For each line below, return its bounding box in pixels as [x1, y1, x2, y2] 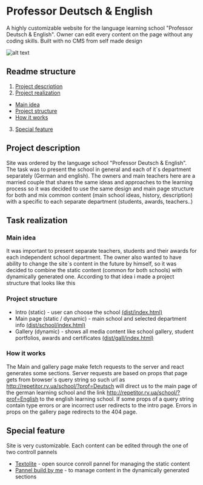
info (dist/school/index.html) [15, 321, 86, 329]
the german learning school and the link [6, 389, 106, 396]
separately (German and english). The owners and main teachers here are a [6, 172, 196, 179]
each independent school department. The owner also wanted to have [6, 253, 182, 261]
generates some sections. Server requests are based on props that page [6, 369, 188, 376]
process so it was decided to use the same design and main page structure [6, 185, 195, 192]
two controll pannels [6, 448, 58, 455]
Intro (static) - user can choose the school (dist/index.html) [15, 308, 162, 316]
